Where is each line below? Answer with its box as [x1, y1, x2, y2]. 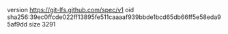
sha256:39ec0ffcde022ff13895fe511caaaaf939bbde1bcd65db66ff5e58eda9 [7, 13, 221, 21]
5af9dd [7, 20, 28, 28]
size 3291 [29, 20, 56, 28]
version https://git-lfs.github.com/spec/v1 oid [7, 6, 134, 14]
